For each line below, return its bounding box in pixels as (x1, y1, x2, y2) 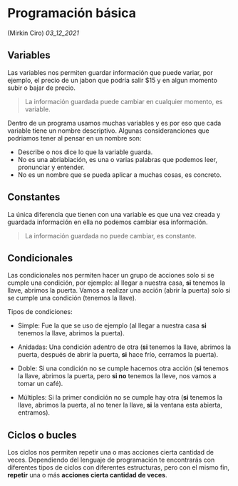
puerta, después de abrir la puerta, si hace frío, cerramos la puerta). (17, 350, 219, 359)
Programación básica (7, 5, 137, 21)
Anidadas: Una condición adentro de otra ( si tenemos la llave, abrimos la (17, 343, 232, 351)
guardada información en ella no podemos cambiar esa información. (7, 218, 208, 226)
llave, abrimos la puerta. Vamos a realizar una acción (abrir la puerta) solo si (7, 286, 231, 295)
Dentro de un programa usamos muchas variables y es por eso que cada (7, 118, 222, 127)
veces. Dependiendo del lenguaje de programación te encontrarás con (7, 455, 215, 465)
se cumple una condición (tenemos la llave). (7, 294, 137, 303)
